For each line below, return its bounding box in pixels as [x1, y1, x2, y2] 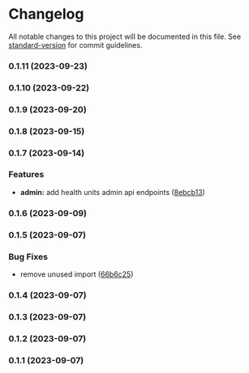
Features [8, 169, 45, 180]
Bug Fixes [8, 251, 49, 262]
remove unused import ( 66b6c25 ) [19, 269, 134, 279]
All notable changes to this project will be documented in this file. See [8, 32, 242, 41]
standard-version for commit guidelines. [8, 40, 143, 49]
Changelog [8, 5, 84, 23]
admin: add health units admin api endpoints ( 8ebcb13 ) [19, 187, 205, 197]
